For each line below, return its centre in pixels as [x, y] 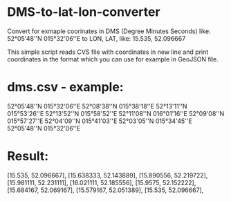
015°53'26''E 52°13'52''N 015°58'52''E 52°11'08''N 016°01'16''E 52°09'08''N [116, 113]
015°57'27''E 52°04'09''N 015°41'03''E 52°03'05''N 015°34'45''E [100, 121]
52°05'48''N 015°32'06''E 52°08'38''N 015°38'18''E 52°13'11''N [98, 106]
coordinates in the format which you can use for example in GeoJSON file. [113, 59]
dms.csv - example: [65, 87]
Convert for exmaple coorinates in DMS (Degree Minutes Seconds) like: [109, 31]
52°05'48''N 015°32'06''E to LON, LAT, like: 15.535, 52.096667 [96, 38]
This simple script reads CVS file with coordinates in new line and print [108, 52]
